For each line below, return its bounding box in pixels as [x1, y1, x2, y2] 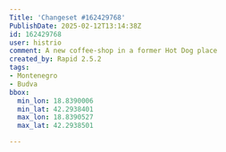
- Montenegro [9, 72, 58, 80]
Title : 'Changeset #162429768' [9, 13, 126, 22]
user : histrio [9, 38, 63, 47]
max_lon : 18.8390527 [17, 113, 94, 122]
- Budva [9, 80, 38, 89]
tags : [9, 63, 29, 72]
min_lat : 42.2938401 [17, 105, 94, 114]
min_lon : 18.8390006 [17, 96, 94, 106]
